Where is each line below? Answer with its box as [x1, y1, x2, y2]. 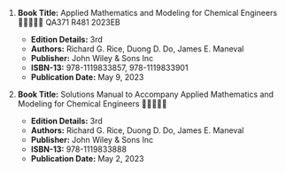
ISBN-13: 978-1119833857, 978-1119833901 [30, 62, 189, 73]
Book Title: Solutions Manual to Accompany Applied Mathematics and [17, 89, 274, 99]
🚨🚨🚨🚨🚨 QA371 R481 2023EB [17, 17, 121, 28]
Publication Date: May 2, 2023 [30, 153, 144, 163]
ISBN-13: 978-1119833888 [30, 144, 127, 154]
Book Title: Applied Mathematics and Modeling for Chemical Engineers [17, 8, 277, 18]
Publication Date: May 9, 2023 [30, 72, 144, 83]
